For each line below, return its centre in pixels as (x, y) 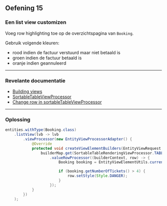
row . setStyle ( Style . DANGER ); (97, 176)
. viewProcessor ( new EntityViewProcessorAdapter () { (78, 139)
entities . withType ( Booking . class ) (41, 130)
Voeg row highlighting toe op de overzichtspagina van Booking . (70, 33)
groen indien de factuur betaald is (47, 58)
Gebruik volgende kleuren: (32, 43)
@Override (42, 144)
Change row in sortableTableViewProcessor (57, 102)
